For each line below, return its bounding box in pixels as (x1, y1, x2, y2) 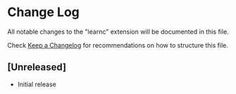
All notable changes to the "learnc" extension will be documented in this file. (7, 27, 229, 36)
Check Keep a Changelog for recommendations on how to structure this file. (7, 41, 229, 49)
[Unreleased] (7, 61, 67, 74)
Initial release (17, 80, 56, 88)
